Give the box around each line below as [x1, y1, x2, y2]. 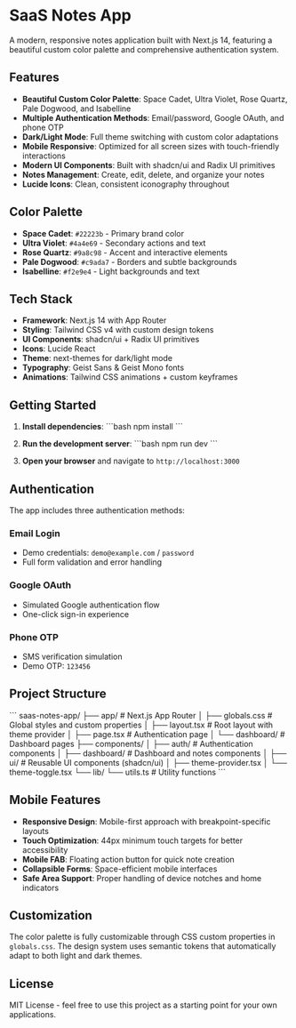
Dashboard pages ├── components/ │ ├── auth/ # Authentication [9, 738, 253, 749]
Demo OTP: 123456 [21, 660, 91, 671]
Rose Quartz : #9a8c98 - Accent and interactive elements [21, 246, 228, 258]
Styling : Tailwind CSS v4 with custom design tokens [21, 325, 214, 335]
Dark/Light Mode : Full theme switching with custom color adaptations [21, 131, 279, 142]
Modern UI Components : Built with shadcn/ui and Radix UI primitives [21, 159, 276, 170]
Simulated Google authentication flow [21, 599, 160, 610]
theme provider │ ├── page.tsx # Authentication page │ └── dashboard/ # [9, 728, 286, 739]
